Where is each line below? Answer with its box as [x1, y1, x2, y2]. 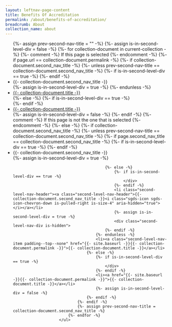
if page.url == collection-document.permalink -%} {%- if [12, 57, 132, 63]
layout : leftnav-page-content [5, 7, 70, 13]
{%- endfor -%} [68, 313, 101, 318]
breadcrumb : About [5, 22, 45, 27]
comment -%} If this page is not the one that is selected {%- [12, 117, 141, 123]
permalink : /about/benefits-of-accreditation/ [5, 17, 107, 22]
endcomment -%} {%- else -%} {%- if [12, 122, 94, 129]
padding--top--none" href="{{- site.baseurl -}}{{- [24, 241, 138, 247]
